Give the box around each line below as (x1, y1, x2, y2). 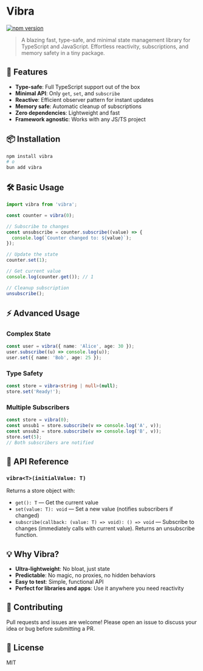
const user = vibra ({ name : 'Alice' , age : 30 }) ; (6, 343, 135, 350)
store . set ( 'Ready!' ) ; (6, 389, 61, 395)
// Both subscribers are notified (6, 439, 94, 446)
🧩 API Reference (6, 456, 69, 467)
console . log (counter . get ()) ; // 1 (6, 273, 94, 280)
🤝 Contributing (6, 602, 63, 612)
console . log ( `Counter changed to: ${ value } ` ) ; (12, 235, 132, 241)
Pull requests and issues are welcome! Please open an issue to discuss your (6, 618, 198, 626)
